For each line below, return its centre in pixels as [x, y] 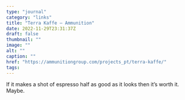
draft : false [22, 34]
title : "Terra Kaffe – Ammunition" [50, 23]
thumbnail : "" [24, 40]
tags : [13, 67]
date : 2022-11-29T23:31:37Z [41, 28]
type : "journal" [26, 12]
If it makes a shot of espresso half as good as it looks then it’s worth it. [93, 84]
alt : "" [16, 51]
